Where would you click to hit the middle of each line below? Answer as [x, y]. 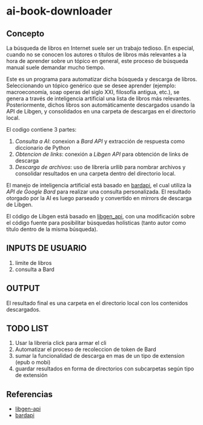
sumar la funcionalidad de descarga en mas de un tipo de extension [100, 356]
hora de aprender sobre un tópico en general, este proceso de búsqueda [97, 61]
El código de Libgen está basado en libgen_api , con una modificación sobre [101, 216]
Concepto [25, 34]
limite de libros [33, 263]
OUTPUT [23, 288]
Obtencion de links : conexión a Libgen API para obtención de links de [102, 154]
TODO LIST [28, 329]
